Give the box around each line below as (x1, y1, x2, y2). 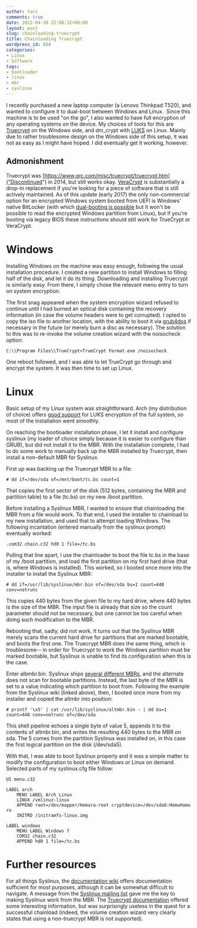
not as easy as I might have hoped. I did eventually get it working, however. (6, 139, 188, 146)
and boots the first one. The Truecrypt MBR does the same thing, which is (6, 640, 185, 647)
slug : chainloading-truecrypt (6, 31, 81, 37)
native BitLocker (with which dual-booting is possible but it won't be (6, 203, 171, 210)
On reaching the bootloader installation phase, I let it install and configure (6, 428, 184, 435)
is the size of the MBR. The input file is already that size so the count (6, 603, 172, 611)
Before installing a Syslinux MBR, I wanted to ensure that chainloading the (6, 504, 185, 511)
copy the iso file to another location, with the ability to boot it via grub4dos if (6, 317, 191, 324)
